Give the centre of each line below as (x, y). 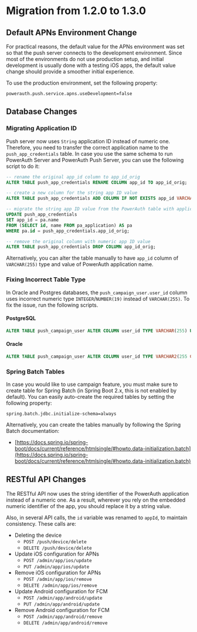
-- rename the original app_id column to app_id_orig (73, 177)
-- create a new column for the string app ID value (72, 193)
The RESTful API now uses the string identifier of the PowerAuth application (98, 493)
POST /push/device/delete (55, 542)
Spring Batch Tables (35, 371)
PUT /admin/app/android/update (62, 604)
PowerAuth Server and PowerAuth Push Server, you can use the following (95, 160)
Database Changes (42, 112)
